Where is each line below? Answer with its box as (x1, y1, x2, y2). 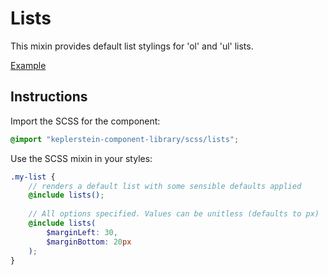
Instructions (10, 88, 88, 106)
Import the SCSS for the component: (10, 115, 161, 127)
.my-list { (10, 172, 56, 182)
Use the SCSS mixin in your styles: (10, 152, 153, 164)
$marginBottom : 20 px (46, 237, 132, 247)
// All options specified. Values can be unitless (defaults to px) (28, 209, 320, 219)
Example (10, 59, 47, 71)
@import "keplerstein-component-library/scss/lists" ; (10, 134, 240, 144)
